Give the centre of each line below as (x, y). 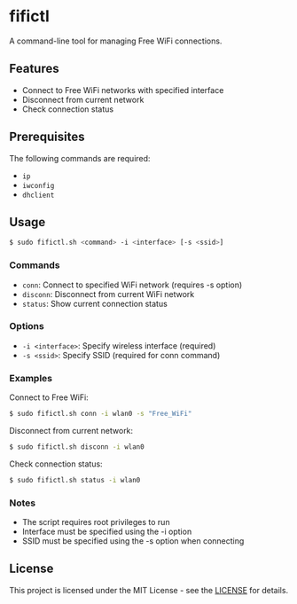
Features (34, 69)
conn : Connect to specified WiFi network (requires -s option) (132, 285)
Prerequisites (47, 137)
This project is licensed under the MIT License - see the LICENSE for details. (149, 590)
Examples (31, 378)
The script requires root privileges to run (96, 522)
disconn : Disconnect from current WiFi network (108, 294)
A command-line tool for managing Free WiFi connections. (116, 41)
